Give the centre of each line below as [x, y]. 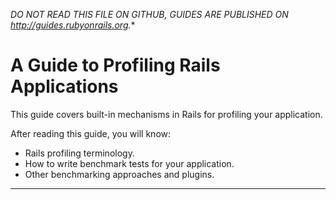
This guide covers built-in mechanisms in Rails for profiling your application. [166, 114]
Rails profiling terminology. [79, 153]
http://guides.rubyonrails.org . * [73, 25]
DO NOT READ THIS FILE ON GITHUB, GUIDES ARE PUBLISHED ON [149, 14]
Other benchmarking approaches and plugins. [119, 174]
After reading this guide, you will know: [91, 133]
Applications [64, 86]
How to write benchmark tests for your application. [129, 163]
